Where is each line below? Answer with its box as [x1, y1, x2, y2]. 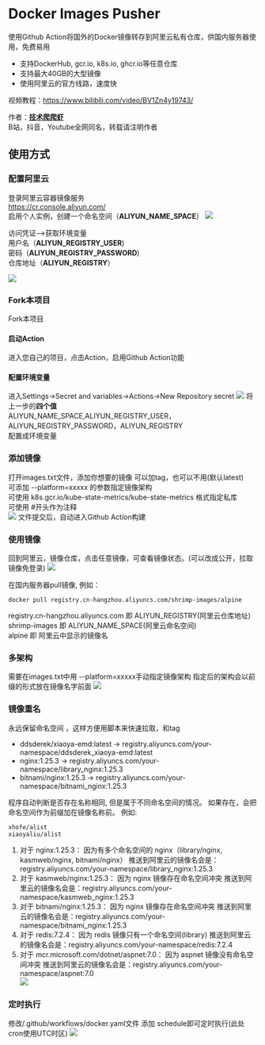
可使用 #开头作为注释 [8, 502, 78, 511]
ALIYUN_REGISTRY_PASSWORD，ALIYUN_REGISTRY [8, 421, 184, 431]
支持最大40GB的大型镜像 [19, 68, 101, 78]
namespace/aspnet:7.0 [19, 968, 95, 978]
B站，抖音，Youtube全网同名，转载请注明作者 [8, 122, 158, 132]
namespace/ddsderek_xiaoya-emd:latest [19, 747, 153, 757]
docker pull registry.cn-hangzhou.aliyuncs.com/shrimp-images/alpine [8, 595, 243, 603]
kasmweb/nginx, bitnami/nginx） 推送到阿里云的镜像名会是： [19, 855, 219, 864]
